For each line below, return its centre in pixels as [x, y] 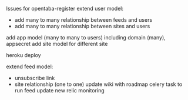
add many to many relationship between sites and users [82, 26]
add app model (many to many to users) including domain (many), [86, 37]
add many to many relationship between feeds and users [83, 20]
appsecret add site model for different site [57, 44]
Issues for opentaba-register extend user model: [65, 9]
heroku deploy [23, 55]
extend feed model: [30, 66]
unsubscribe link [35, 78]
